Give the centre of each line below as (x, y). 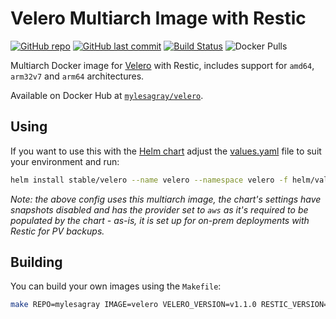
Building (36, 262)
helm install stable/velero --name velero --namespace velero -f (149, 180)
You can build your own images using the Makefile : (116, 286)
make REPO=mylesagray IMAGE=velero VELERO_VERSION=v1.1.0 (133, 305)
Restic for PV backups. (57, 231)
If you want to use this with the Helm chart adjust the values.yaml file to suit (166, 151)
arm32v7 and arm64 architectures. (77, 76)
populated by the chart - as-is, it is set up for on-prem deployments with (160, 220)
